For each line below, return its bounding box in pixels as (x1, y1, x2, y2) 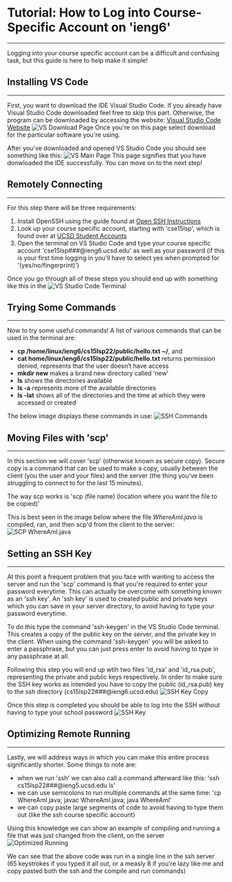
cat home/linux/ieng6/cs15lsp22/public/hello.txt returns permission (17, 355, 215, 363)
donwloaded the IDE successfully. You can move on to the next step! (7, 158, 202, 167)
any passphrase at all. (7, 652, 70, 660)
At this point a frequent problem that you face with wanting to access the (7, 572, 215, 581)
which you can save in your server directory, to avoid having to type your (7, 602, 215, 610)
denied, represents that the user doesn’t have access (17, 362, 169, 370)
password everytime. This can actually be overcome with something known (7, 588, 222, 595)
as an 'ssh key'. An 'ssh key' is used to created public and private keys (7, 594, 208, 603)
